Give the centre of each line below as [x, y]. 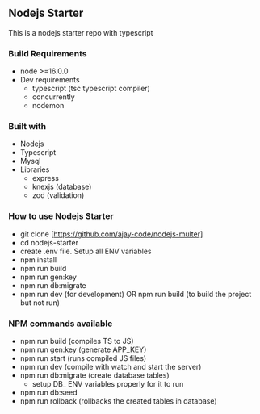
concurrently [53, 97]
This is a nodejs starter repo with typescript [81, 32]
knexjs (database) [62, 187]
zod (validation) [58, 195]
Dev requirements [50, 80]
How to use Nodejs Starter [61, 216]
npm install [38, 259]
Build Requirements [48, 53]
